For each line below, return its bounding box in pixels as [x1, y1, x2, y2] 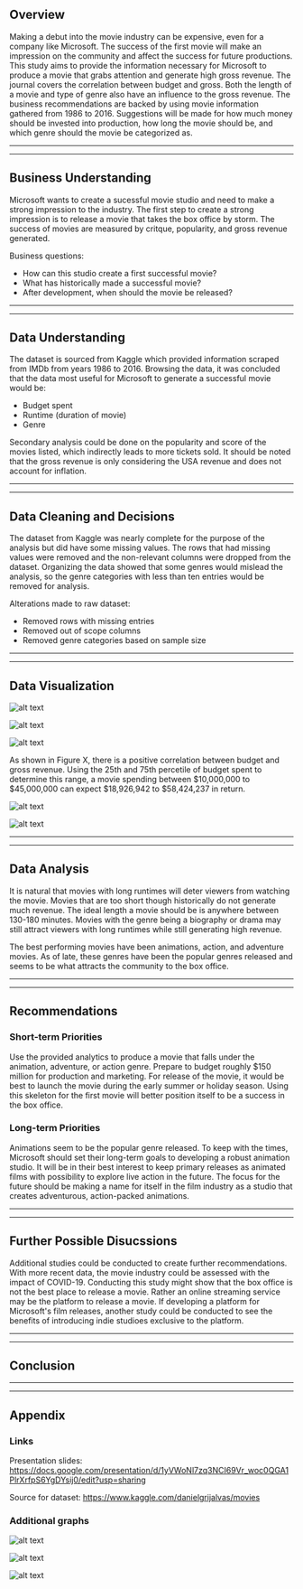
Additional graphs [9, 1515, 90, 1528]
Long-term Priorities [9, 1122, 101, 1135]
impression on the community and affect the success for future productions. [9, 50, 293, 61]
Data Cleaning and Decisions [9, 509, 175, 524]
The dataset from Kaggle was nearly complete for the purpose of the [9, 533, 265, 544]
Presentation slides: [9, 1455, 83, 1466]
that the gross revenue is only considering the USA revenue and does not [9, 456, 282, 467]
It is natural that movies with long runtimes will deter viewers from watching [9, 885, 290, 896]
